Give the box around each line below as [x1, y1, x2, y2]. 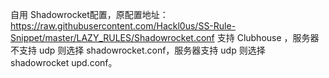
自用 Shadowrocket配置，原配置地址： [10, 9, 169, 20]
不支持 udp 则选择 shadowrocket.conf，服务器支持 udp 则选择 [10, 44, 266, 56]
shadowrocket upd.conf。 [10, 57, 118, 68]
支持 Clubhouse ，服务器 [216, 32, 320, 43]
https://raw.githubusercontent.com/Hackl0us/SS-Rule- [10, 20, 237, 32]
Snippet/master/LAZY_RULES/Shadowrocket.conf [10, 32, 215, 43]
